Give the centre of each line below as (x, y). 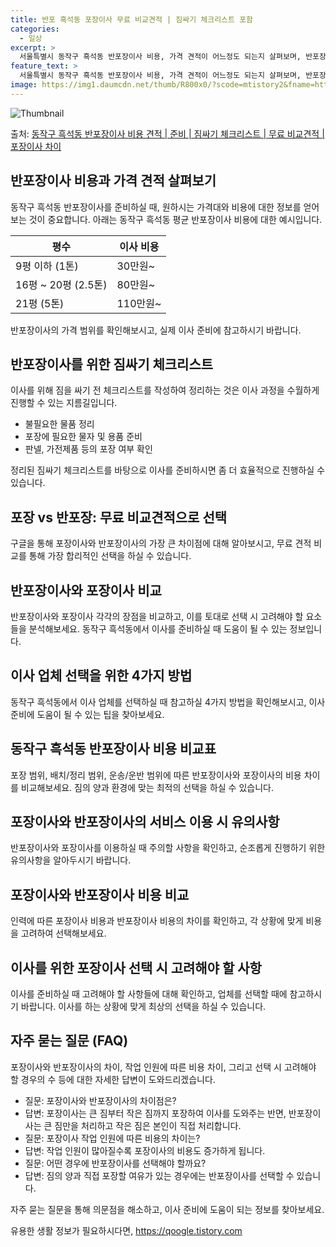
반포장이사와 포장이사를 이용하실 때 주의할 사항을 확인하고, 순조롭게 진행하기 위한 (168, 848)
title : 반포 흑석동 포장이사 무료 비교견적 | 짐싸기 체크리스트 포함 (132, 19)
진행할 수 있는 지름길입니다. (64, 403)
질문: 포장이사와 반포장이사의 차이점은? (100, 1100)
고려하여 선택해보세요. (63, 933)
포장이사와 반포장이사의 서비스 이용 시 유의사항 (145, 822)
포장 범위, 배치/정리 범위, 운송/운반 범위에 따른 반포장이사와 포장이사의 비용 (156, 775)
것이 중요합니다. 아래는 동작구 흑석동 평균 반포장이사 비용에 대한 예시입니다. (175, 219)
